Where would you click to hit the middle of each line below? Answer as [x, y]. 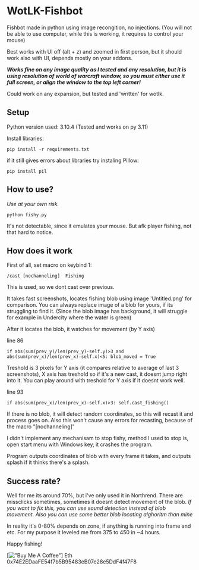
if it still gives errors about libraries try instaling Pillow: [73, 160]
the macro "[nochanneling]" [41, 426]
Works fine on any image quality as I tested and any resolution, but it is [97, 69]
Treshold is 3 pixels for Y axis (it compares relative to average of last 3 [93, 368]
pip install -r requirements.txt [48, 149]
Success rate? [34, 481]
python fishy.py [27, 215]
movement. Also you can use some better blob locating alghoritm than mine [100, 515]
